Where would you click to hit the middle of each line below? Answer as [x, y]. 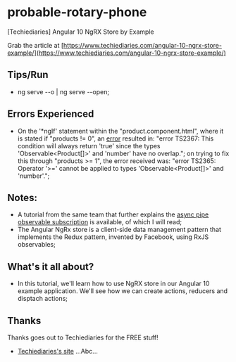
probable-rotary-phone [77, 12]
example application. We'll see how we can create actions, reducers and [122, 291]
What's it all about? [51, 267]
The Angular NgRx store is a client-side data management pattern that [119, 230]
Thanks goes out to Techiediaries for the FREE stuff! [83, 337]
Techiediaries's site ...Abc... [58, 351]
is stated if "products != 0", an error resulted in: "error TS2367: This [116, 138]
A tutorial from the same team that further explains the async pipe [113, 214]
